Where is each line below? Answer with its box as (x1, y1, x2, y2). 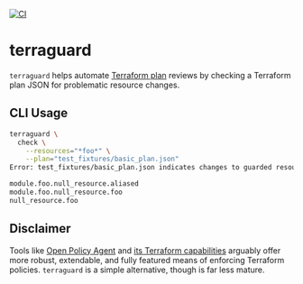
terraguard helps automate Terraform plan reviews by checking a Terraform (9, 69, 291, 80)
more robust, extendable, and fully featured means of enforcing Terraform (9, 254, 285, 265)
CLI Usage (9, 105, 69, 121)
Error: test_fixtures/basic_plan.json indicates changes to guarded (9, 163, 272, 172)
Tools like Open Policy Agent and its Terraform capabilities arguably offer (9, 244, 281, 256)
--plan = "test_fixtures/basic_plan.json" (25, 154, 179, 164)
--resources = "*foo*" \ (25, 146, 111, 155)
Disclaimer (9, 221, 71, 236)
